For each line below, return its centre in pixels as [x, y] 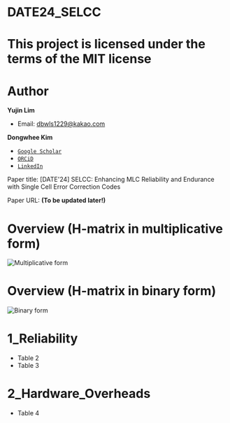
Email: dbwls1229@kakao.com [61, 124]
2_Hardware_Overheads [79, 394]
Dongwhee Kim [30, 138]
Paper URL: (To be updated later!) [57, 201]
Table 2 [28, 358]
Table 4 [28, 413]
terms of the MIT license [79, 59]
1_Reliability [43, 339]
